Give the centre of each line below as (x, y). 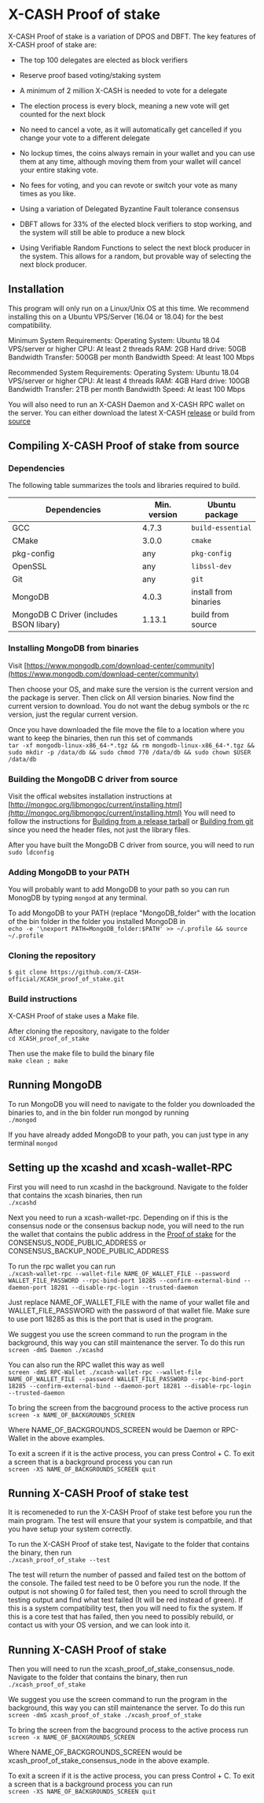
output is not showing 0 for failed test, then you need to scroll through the (128, 1592)
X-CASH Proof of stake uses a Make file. (74, 1015)
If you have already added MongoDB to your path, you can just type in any (128, 1134)
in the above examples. (68, 1438)
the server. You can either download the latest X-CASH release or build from (132, 412)
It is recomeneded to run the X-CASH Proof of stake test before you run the (130, 1512)
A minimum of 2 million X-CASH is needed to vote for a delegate (123, 90)
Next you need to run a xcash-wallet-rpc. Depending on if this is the (118, 1217)
